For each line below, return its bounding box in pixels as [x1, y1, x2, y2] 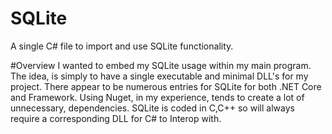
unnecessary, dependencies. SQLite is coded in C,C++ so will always [10, 102, 295, 114]
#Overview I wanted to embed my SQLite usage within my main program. [10, 59, 312, 71]
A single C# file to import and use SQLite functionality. [10, 40, 234, 52]
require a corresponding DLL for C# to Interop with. [10, 112, 222, 124]
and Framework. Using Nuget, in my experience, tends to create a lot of [10, 91, 305, 103]
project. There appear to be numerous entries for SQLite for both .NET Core [10, 80, 322, 92]
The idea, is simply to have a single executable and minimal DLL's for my [10, 70, 309, 82]
